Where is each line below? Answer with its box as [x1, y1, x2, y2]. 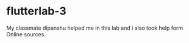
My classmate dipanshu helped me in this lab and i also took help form [6, 24, 184, 31]
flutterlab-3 [6, 4, 67, 18]
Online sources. [6, 30, 46, 38]
